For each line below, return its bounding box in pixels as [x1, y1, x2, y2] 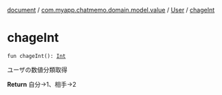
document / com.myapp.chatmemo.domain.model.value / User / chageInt [7, 6, 215, 14]
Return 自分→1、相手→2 [7, 80, 77, 88]
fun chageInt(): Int [7, 52, 67, 59]
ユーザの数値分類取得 [7, 65, 67, 74]
